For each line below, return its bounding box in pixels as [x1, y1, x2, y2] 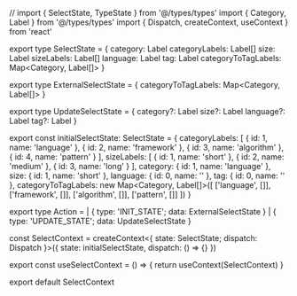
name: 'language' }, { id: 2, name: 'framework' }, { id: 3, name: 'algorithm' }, [9, 142, 285, 152]
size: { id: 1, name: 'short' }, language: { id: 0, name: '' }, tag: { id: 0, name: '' [9, 170, 285, 181]
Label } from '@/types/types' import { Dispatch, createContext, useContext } [9, 17, 289, 27]
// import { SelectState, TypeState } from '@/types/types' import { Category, [9, 8, 286, 18]
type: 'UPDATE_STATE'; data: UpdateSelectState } [9, 216, 192, 226]
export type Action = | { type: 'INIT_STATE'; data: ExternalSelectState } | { [9, 206, 277, 216]
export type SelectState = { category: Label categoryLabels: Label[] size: [9, 43, 276, 54]
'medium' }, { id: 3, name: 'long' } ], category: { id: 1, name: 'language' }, [9, 161, 271, 171]
